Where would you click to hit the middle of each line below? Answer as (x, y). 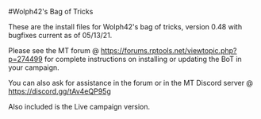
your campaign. (34, 67)
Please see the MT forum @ (54, 50)
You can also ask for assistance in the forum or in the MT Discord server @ (131, 83)
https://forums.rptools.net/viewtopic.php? (169, 50)
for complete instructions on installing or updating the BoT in (143, 59)
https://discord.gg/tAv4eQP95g (59, 91)
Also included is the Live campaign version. (79, 107)
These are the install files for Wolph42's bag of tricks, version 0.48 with (125, 27)
